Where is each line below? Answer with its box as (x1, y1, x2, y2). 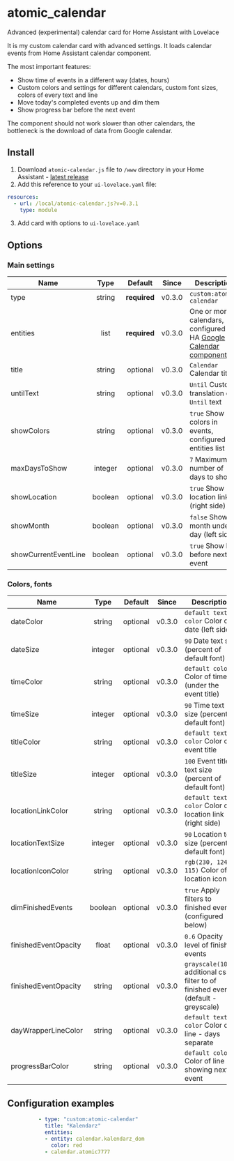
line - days (184, 1029, 221, 1039)
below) (184, 920, 208, 930)
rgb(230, (184, 858, 214, 866)
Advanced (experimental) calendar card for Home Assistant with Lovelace (7, 28, 219, 36)
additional (184, 967, 217, 977)
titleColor (10, 737, 41, 747)
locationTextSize (10, 838, 65, 848)
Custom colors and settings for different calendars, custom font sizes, (17, 83, 218, 91)
